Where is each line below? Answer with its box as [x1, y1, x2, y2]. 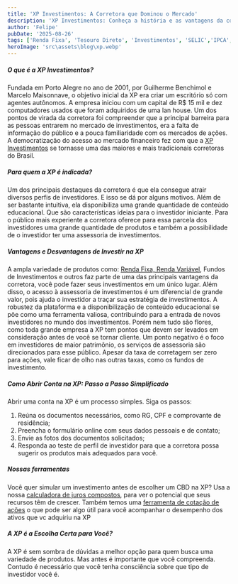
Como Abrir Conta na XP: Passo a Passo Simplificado [7, 379, 169, 388]
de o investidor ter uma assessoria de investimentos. [7, 230, 161, 239]
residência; [17, 418, 51, 427]
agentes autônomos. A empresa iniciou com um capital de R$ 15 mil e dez [7, 98, 223, 107]
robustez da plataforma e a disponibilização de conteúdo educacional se [7, 303, 220, 311]
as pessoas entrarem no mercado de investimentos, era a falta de [7, 121, 199, 129]
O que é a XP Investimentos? [7, 65, 94, 74]
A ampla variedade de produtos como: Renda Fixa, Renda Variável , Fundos [7, 264, 225, 274]
